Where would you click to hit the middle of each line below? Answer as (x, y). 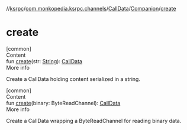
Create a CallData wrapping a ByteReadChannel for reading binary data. (94, 121)
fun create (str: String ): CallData (44, 61)
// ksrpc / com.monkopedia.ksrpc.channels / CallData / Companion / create (91, 9)
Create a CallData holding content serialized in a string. (73, 79)
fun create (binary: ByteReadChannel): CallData (63, 103)
